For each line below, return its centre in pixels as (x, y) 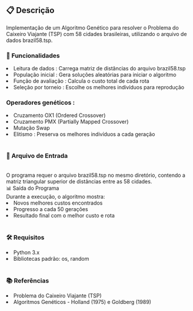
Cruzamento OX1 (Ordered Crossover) (60, 115)
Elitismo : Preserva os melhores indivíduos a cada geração (84, 134)
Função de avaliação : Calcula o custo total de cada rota (81, 81)
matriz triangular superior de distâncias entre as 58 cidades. (79, 181)
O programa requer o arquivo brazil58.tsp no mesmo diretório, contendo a (96, 175)
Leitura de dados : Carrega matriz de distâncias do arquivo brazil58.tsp (100, 69)
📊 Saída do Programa (33, 188)
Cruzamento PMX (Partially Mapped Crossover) (71, 122)
